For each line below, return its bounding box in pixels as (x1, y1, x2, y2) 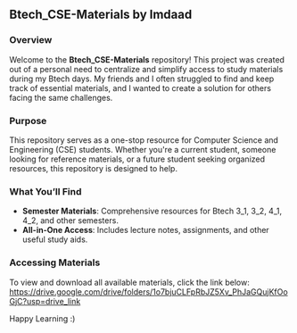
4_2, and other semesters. (21, 215, 119, 226)
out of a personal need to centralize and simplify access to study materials (9, 63, 284, 74)
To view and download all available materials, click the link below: (9, 277, 250, 287)
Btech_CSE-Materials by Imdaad (9, 7, 193, 22)
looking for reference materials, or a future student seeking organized (9, 154, 266, 164)
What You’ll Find (9, 185, 82, 197)
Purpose (9, 114, 47, 127)
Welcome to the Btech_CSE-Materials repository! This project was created (9, 54, 285, 65)
